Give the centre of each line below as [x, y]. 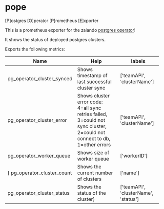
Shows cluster [93, 95]
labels [138, 61]
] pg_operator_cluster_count [40, 173]
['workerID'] [134, 156]
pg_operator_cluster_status [39, 193]
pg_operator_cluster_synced [40, 78]
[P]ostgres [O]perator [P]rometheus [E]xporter [52, 21]
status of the [92, 193]
